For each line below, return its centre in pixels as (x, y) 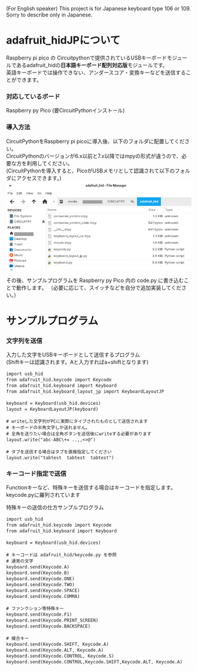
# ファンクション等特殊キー (35, 609)
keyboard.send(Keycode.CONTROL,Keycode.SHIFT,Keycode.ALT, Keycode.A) (94, 662)
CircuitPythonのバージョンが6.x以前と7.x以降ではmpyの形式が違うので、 (94, 156)
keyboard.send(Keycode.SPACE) (43, 591)
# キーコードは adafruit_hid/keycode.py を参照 (61, 555)
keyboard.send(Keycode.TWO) (41, 585)
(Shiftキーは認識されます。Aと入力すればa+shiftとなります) (77, 362)
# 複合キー (18, 639)
